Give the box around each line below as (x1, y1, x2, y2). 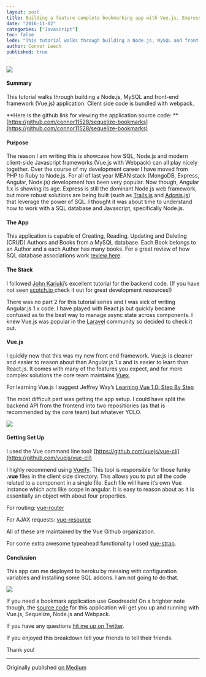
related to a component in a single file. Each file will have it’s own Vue (6, 479, 182, 486)
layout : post (6, 9, 40, 15)
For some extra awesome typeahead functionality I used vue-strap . (6, 539, 177, 547)
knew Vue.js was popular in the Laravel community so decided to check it (6, 318, 193, 325)
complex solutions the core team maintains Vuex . (6, 371, 131, 378)
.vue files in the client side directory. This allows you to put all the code (6, 472, 186, 480)
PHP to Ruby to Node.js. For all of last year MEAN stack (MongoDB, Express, (6, 172, 200, 179)
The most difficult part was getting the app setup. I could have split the (6, 395, 185, 402)
